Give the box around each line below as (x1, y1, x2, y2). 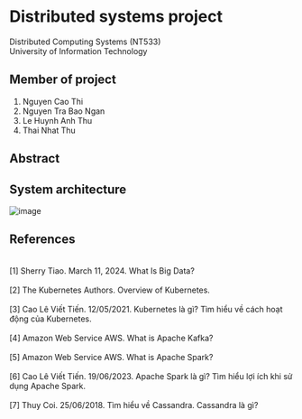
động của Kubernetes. (9, 313, 92, 324)
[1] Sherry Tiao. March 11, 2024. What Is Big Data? (9, 265, 196, 276)
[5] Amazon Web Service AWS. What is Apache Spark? (9, 351, 214, 362)
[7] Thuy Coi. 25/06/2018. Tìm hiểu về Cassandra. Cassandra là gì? (9, 399, 259, 410)
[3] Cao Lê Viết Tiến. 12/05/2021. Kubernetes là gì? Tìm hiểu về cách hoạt (9, 303, 283, 314)
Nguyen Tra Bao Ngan (22, 106, 105, 116)
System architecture (9, 182, 127, 197)
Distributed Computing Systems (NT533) (9, 36, 161, 47)
